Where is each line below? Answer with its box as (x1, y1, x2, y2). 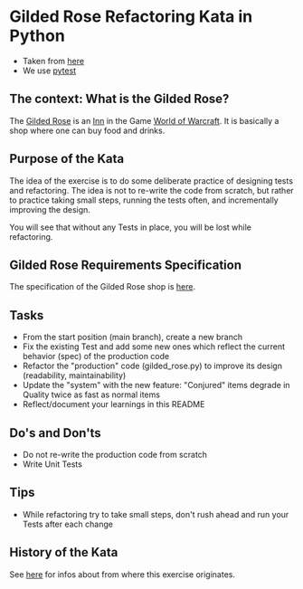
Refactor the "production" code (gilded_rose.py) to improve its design (22, 360, 283, 372)
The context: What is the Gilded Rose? (9, 91, 230, 107)
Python (9, 25, 65, 46)
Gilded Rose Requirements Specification (9, 257, 242, 272)
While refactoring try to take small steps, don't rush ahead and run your (22, 508, 289, 519)
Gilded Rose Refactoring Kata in (9, 6, 253, 27)
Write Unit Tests (22, 459, 83, 470)
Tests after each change (22, 518, 113, 529)
